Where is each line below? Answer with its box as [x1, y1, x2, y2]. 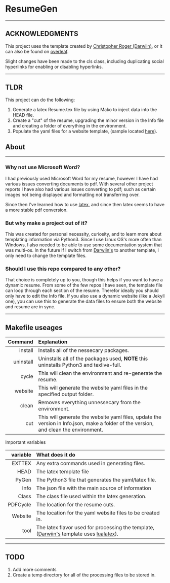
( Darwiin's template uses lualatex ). [36, 530, 118, 537]
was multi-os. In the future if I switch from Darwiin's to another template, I [5, 247, 159, 253]
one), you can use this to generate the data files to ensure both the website [5, 298, 162, 305]
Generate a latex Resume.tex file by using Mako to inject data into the [12, 106, 157, 112]
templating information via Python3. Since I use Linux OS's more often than [5, 236, 162, 242]
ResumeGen [5, 3, 58, 15]
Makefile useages [5, 323, 63, 332]
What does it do [36, 451, 76, 459]
